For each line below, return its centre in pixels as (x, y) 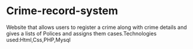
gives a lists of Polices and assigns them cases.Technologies (82, 33)
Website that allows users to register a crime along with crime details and (96, 27)
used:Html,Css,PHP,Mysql (38, 40)
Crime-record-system (62, 11)
